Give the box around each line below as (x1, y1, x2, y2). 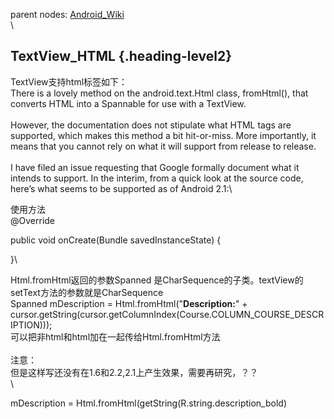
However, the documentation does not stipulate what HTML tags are (10, 119, 292, 131)
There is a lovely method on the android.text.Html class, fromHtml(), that (10, 87, 309, 99)
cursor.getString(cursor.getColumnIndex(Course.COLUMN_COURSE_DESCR (10, 308, 325, 320)
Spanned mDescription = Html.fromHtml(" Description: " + (10, 297, 248, 309)
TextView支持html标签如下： (10, 75, 128, 88)
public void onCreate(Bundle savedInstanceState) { (10, 234, 222, 246)
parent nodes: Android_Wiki (10, 9, 125, 20)
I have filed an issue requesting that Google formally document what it (10, 161, 300, 173)
